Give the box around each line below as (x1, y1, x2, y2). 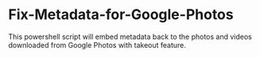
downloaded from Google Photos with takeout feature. (8, 40, 187, 49)
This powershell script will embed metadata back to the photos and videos (8, 32, 253, 41)
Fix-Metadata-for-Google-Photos (8, 6, 234, 24)
